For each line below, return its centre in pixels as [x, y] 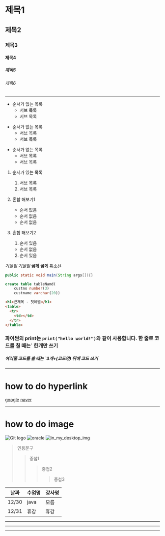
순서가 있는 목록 [27, 172]
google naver [18, 400]
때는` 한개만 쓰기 [40, 346]
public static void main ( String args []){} [49, 275]
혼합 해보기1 [24, 199]
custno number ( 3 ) [32, 288]
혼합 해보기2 [24, 232]
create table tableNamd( [30, 284]
